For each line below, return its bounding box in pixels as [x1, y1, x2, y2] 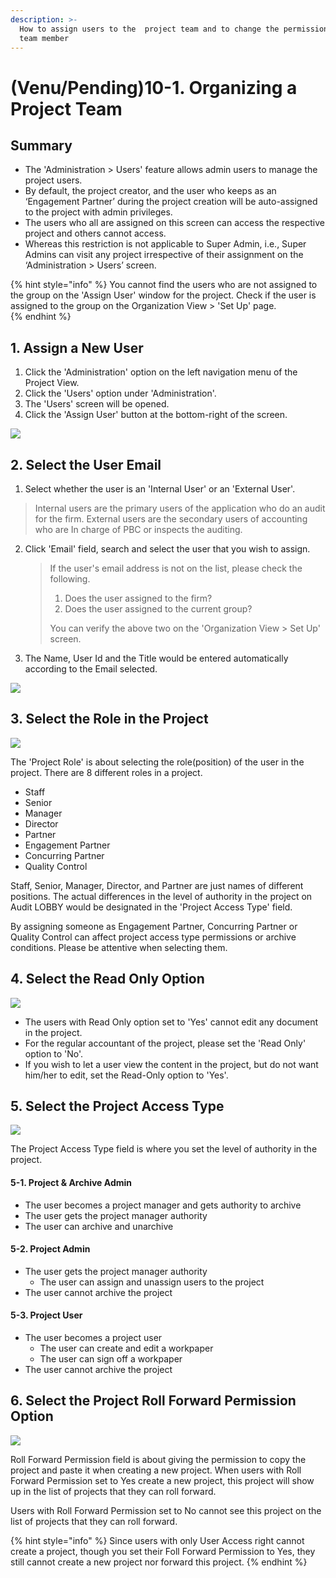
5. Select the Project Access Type [10, 1098, 225, 1115]
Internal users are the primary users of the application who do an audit [34, 502, 326, 514]
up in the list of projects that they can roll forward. [10, 1485, 217, 1497]
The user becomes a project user [24, 1332, 163, 1344]
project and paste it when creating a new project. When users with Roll [10, 1464, 302, 1476]
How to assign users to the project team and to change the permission [19, 24, 329, 34]
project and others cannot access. [24, 227, 167, 240]
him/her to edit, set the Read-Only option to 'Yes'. [24, 1069, 229, 1081]
